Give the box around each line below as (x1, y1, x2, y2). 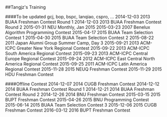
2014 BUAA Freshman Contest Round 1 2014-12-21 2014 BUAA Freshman (5, 86, 155, 92)
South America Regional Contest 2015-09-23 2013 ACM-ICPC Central (5, 50, 148, 56)
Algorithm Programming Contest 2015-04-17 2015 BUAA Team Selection (5, 30, 153, 35)
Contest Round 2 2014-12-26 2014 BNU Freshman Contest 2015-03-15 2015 (5, 91, 161, 97)
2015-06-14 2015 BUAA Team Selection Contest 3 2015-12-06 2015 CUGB (5, 102, 157, 108)
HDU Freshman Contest (5, 72, 54, 77)
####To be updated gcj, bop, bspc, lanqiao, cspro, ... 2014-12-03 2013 (5, 14, 151, 19)
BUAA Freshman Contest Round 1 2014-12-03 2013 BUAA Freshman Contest (5, 19, 162, 25)
